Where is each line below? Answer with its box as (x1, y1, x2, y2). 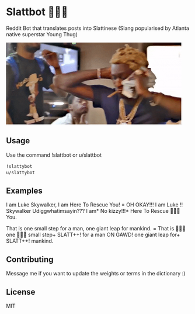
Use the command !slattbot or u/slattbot (6, 151, 102, 158)
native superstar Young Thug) (6, 30, 78, 37)
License (6, 287, 36, 297)
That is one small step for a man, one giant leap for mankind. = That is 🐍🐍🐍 (6, 225, 186, 232)
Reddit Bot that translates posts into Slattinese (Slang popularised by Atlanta (6, 25, 190, 32)
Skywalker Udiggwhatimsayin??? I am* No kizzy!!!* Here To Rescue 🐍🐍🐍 (6, 208, 180, 215)
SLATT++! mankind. (6, 237, 54, 244)
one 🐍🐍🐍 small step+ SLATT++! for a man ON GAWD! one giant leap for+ (6, 231, 180, 239)
